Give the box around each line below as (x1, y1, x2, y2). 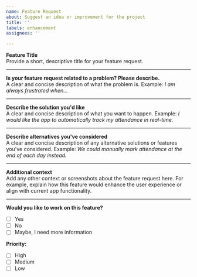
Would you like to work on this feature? (6, 204, 104, 211)
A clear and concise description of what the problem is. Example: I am (6, 81, 176, 88)
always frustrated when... (6, 87, 69, 94)
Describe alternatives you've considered (6, 133, 108, 141)
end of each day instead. (6, 152, 67, 159)
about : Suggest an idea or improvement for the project (6, 14, 145, 20)
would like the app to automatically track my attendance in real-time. (6, 117, 174, 124)
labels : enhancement (6, 25, 57, 31)
